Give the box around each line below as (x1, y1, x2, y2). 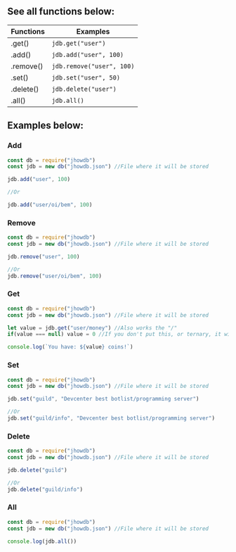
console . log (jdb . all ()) (7, 538, 77, 545)
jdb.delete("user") (51, 84, 117, 93)
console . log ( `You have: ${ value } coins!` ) (7, 344, 133, 351)
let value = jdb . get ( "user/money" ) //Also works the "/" (7, 324, 178, 332)
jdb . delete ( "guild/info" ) (7, 486, 83, 493)
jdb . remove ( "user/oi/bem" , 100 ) (7, 272, 102, 280)
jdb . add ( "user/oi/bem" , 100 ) (7, 201, 93, 208)
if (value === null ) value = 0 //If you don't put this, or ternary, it (7, 331, 221, 338)
